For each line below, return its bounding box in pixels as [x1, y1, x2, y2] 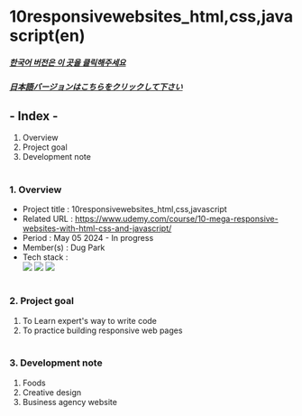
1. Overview [9, 183, 62, 196]
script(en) [9, 25, 86, 46]
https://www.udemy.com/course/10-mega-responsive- [75, 214, 279, 225]
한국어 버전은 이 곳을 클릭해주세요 [9, 57, 126, 68]
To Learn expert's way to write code [22, 315, 158, 326]
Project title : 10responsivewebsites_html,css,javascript [22, 204, 227, 215]
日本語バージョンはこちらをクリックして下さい [9, 81, 183, 92]
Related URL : [22, 214, 74, 225]
